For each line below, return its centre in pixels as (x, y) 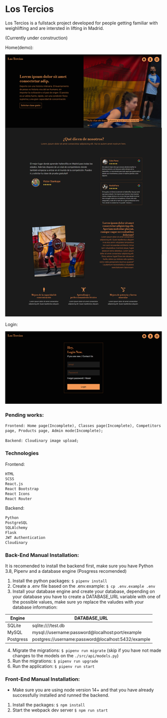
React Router (19, 499)
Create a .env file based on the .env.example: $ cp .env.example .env (84, 586)
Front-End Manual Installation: (43, 679)
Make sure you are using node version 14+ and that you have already (83, 690)
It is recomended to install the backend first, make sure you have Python (79, 566)
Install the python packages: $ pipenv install (60, 581)
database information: (35, 607)
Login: (12, 325)
